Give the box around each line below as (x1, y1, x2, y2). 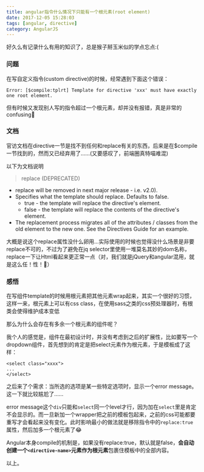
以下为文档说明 (6, 162, 44, 170)
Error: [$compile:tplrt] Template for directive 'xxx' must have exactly (6, 87, 197, 93)
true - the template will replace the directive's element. (24, 199, 161, 207)
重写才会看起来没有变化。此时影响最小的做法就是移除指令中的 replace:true (6, 418, 193, 426)
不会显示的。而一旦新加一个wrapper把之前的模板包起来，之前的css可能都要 (6, 411, 195, 418)
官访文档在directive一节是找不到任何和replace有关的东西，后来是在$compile (6, 142, 198, 149)
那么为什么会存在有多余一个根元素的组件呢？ (6, 321, 118, 328)
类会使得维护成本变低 (6, 308, 59, 315)
